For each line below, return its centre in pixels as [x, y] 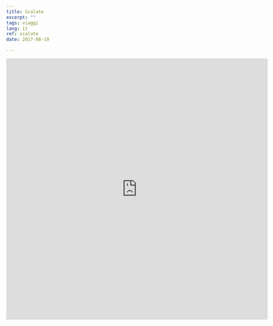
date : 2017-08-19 [28, 39]
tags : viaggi [22, 23]
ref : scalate [22, 34]
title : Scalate [25, 12]
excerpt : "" [21, 17]
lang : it [17, 28]
